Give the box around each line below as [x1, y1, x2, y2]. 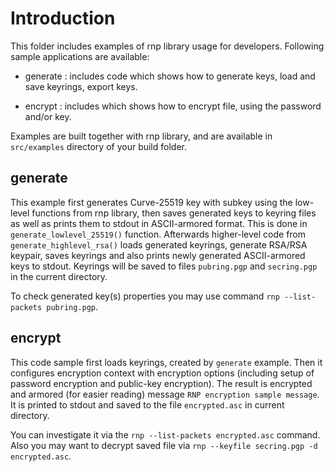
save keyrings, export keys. [24, 80, 138, 92]
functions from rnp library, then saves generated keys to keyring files [31, 207, 317, 219]
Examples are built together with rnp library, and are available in [10, 130, 273, 142]
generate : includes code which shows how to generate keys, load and [24, 70, 316, 82]
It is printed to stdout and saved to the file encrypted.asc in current [10, 398, 285, 411]
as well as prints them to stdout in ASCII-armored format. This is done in [10, 217, 308, 229]
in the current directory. [10, 270, 108, 282]
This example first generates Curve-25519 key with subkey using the [10, 196, 293, 208]
